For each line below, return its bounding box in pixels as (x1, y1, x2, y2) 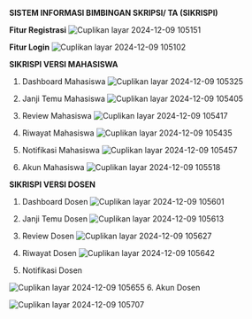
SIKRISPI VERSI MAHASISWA (9, 59, 118, 69)
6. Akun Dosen (146, 283, 201, 292)
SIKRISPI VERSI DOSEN (9, 179, 95, 190)
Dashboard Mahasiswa (21, 76, 106, 87)
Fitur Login (9, 42, 50, 52)
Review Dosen (21, 230, 75, 241)
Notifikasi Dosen (21, 265, 82, 276)
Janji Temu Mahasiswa (21, 93, 106, 104)
